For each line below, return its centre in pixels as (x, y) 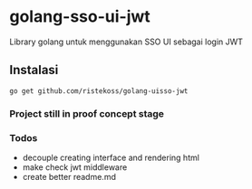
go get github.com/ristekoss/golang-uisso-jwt (99, 91)
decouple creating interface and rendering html (111, 157)
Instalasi (34, 70)
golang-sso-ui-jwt (80, 17)
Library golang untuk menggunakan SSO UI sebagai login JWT (126, 42)
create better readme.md (69, 176)
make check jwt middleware (75, 167)
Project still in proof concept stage (87, 113)
